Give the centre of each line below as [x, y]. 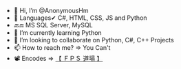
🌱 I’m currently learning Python [57, 33]
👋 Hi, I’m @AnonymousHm [51, 11]
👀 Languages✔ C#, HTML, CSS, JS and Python [80, 18]
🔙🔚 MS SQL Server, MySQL [53, 25]
